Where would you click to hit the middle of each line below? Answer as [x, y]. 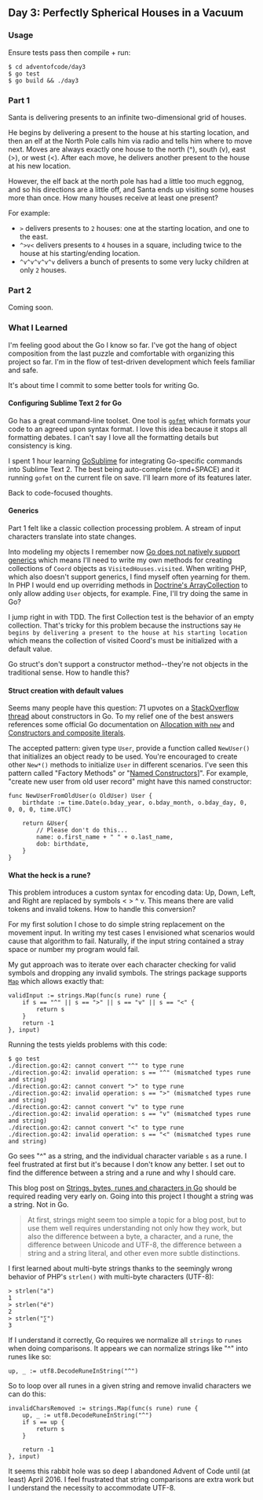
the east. [34, 236]
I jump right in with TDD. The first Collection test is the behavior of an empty [131, 616]
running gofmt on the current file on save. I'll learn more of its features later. [130, 477]
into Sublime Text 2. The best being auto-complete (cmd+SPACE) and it [124, 469]
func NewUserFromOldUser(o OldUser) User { [80, 796]
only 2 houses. [43, 269]
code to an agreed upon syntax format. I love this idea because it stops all [128, 429]
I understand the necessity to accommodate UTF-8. [92, 1488]
